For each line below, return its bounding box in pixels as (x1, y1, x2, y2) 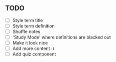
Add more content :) (12, 45, 54, 51)
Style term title (12, 17, 43, 23)
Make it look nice (12, 40, 48, 46)
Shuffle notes (12, 28, 41, 34)
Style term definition (12, 22, 55, 29)
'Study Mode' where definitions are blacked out (12, 34, 111, 40)
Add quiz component (12, 51, 56, 57)
